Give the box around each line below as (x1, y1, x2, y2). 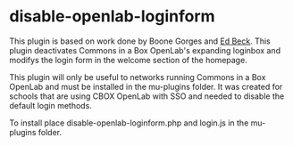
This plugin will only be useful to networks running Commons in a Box (9, 71, 266, 82)
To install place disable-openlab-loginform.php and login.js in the (9, 118, 249, 128)
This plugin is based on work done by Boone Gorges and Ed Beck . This (9, 36, 271, 46)
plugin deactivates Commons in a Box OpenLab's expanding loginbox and (9, 45, 281, 55)
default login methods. (9, 100, 92, 110)
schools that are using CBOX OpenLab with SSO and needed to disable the (9, 91, 285, 101)
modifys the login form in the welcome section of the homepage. (9, 54, 247, 65)
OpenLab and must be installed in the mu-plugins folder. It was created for (9, 81, 283, 92)
